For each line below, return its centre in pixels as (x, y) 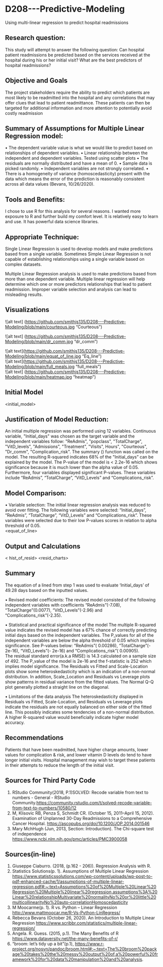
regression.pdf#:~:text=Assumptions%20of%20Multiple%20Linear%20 (84, 887)
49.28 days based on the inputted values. (47, 590)
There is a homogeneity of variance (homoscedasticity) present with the (77, 174)
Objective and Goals (36, 81)
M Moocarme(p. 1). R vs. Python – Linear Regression (65, 907)
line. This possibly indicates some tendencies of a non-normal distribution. (80, 712)
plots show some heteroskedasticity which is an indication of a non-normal (80, 671)
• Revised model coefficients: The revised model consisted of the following (80, 600)
